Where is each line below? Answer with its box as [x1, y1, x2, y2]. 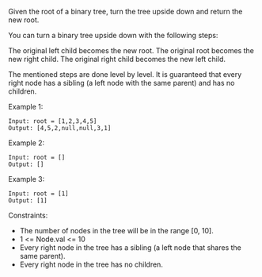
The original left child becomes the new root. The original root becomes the [8, 46, 255, 55]
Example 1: [8, 102, 44, 111]
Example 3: [8, 175, 45, 183]
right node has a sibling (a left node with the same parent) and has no [8, 79, 235, 87]
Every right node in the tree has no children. [19, 260, 164, 269]
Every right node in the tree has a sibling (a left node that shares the [19, 243, 241, 252]
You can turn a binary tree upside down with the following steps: [8, 31, 218, 40]
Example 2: [8, 138, 45, 148]
